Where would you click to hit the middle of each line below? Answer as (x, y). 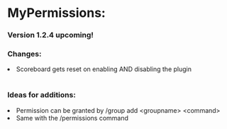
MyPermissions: (57, 13)
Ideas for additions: (41, 95)
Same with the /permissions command (73, 118)
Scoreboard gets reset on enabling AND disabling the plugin (104, 69)
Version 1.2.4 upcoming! (51, 35)
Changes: (24, 54)
